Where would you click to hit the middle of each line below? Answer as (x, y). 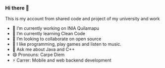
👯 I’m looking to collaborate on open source (57, 39)
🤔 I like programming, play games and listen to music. (67, 44)
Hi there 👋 (17, 8)
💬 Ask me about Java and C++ (44, 50)
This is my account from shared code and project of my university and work (82, 19)
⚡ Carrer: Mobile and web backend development (62, 60)
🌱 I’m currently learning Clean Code (49, 34)
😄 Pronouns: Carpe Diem (38, 55)
